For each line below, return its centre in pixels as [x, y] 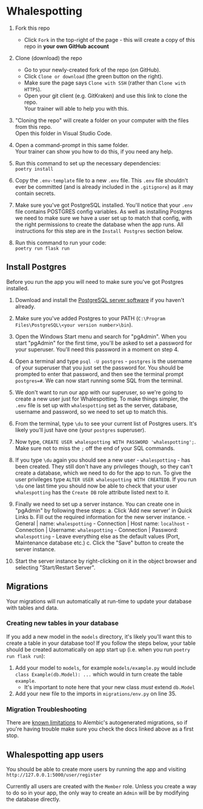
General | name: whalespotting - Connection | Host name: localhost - [102, 523]
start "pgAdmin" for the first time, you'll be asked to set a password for [104, 343]
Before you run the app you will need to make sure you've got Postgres [95, 281]
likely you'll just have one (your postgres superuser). [81, 430]
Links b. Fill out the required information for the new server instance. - [102, 517]
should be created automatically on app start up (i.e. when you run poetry [98, 649]
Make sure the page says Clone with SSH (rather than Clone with [105, 83]
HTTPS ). [33, 89]
